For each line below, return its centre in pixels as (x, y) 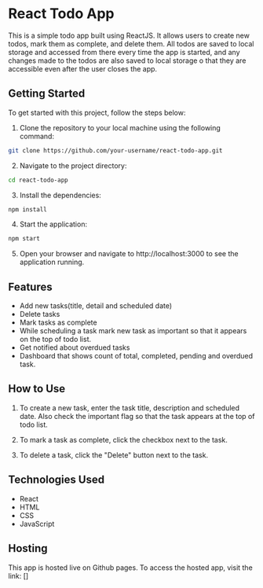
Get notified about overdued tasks (75, 347)
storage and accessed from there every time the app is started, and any (124, 52)
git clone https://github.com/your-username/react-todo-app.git (115, 150)
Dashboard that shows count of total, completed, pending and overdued (136, 356)
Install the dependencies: (60, 195)
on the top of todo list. (55, 340)
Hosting (28, 548)
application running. (52, 262)
